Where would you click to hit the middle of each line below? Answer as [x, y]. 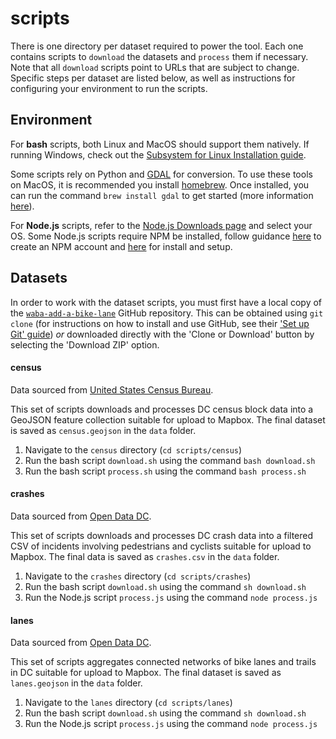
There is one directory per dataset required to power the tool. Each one [157, 46]
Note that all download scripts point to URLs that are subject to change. [155, 67]
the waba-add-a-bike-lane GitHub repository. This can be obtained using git [167, 313]
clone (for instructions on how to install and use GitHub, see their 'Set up [160, 323]
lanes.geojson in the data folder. [76, 683]
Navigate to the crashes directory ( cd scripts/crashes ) [138, 576]
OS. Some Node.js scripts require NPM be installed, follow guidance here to [166, 236]
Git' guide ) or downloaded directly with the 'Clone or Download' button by [162, 334]
